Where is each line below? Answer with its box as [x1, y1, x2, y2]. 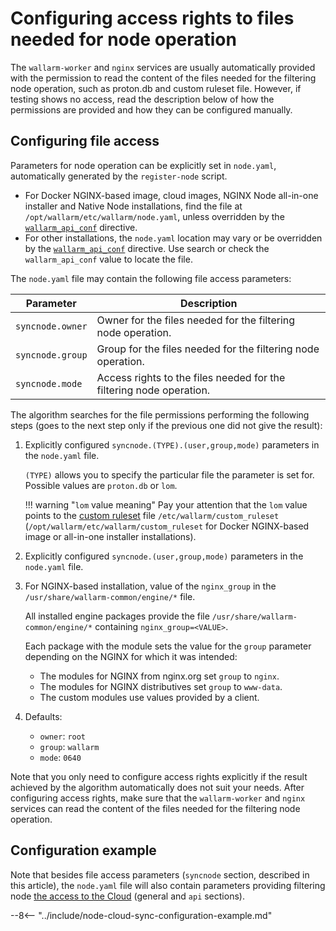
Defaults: [24, 710, 63, 722]
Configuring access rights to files [10, 7, 295, 30]
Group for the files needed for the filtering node [96, 342, 320, 356]
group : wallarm [39, 740, 100, 752]
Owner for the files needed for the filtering [96, 313, 296, 327]
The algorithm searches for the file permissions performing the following [10, 408, 310, 421]
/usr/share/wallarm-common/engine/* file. [24, 590, 196, 602]
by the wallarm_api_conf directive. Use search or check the [24, 242, 270, 254]
